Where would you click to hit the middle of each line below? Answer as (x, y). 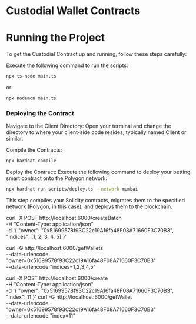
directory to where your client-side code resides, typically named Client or (96, 132)
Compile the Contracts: (34, 150)
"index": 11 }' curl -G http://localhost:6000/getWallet (69, 297)
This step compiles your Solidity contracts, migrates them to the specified (96, 200)
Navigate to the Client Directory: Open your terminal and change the (89, 126)
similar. (15, 139)
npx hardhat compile (31, 161)
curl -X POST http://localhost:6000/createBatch (64, 218)
